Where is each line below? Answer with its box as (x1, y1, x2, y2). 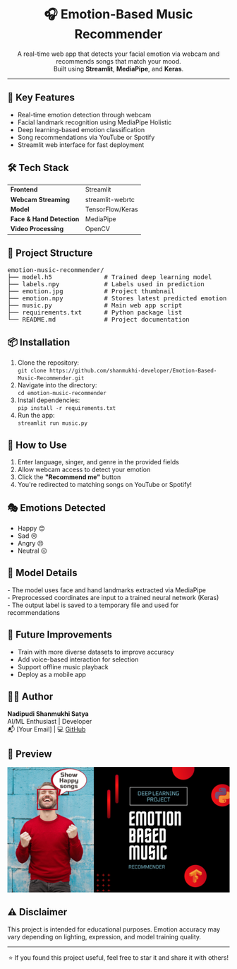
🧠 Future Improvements (7, 629, 113, 641)
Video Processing (10, 225, 64, 233)
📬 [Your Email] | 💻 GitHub (7, 724, 86, 733)
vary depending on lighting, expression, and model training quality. (7, 932, 202, 941)
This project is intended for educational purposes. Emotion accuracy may (7, 924, 221, 934)
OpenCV (85, 225, 111, 233)
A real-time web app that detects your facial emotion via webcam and (17, 49, 220, 58)
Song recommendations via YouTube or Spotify (17, 133, 155, 141)
